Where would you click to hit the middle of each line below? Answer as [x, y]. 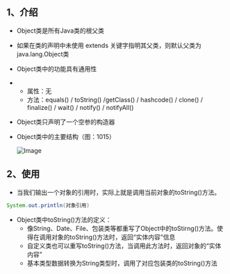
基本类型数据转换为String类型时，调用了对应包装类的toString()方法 [122, 263]
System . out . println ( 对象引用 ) [48, 205]
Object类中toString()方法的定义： [64, 219]
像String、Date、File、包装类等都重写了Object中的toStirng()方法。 [122, 228]
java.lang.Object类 [43, 54]
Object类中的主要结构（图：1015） [66, 136]
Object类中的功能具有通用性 [57, 69]
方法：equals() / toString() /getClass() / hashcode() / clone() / [115, 99]
